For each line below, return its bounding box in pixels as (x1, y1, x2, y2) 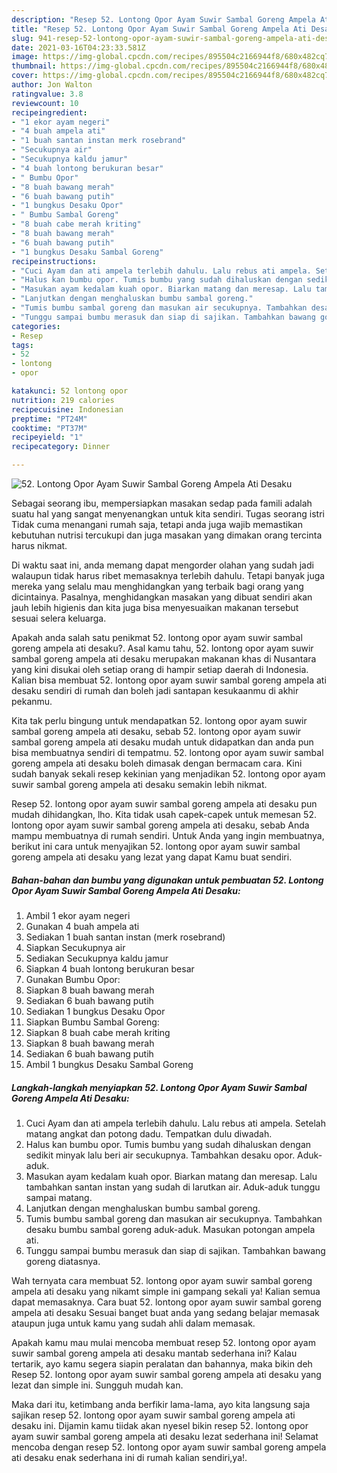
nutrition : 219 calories (11, 395, 115, 405)
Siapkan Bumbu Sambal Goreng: (25, 1016, 160, 1028)
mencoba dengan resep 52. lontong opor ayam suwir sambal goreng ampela (11, 1441, 327, 1453)
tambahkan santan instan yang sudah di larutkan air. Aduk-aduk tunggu (25, 1181, 321, 1193)
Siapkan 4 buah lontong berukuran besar (25, 962, 195, 975)
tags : (11, 340, 34, 350)
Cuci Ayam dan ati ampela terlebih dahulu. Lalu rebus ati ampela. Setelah (25, 1117, 327, 1129)
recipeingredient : (11, 107, 88, 118)
